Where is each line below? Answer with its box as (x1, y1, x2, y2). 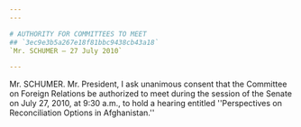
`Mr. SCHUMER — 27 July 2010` (9, 46, 123, 55)
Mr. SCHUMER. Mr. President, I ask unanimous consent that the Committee (9, 78, 287, 90)
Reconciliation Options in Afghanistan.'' (9, 107, 155, 118)
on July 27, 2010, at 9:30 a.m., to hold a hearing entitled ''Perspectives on (9, 98, 282, 109)
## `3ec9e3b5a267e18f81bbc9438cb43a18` (9, 38, 160, 47)
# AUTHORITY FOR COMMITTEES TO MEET (9, 29, 147, 39)
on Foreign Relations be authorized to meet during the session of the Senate (9, 88, 293, 99)
